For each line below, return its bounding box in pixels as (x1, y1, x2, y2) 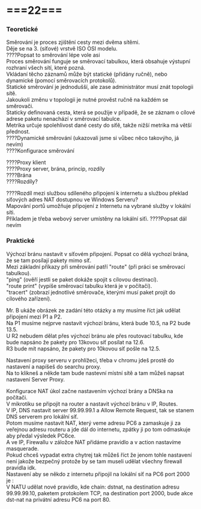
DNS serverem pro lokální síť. (6, 413, 79, 420)
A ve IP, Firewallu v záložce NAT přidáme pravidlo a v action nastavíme (6, 438, 181, 445)
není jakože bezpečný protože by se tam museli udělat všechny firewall (6, 457, 182, 465)
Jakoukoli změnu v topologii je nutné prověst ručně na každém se (6, 96, 169, 103)
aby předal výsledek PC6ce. (6, 432, 76, 439)
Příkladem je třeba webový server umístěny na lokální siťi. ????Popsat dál (6, 215, 187, 222)
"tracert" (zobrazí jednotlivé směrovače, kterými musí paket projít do (6, 288, 176, 296)
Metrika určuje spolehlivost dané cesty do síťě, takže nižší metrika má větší (6, 121, 192, 129)
